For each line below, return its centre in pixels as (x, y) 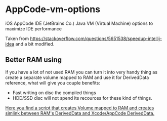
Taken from (17, 38)
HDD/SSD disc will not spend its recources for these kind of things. (82, 98)
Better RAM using (34, 60)
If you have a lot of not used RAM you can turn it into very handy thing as (81, 72)
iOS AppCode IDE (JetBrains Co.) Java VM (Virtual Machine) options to (79, 23)
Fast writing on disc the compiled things (54, 93)
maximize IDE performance (34, 28)
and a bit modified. (35, 44)
